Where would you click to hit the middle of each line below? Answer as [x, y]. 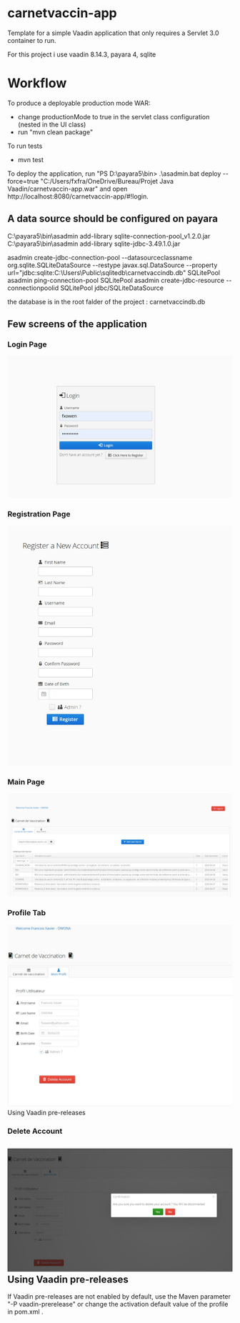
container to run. [32, 40]
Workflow [37, 83]
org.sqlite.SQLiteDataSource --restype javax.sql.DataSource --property [112, 265]
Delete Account [35, 1131]
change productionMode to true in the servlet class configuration [114, 116]
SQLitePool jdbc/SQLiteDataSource [112, 288]
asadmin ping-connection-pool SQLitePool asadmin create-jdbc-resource [116, 280]
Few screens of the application [77, 324]
